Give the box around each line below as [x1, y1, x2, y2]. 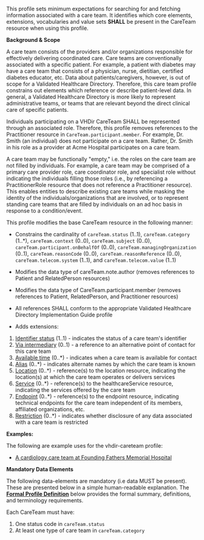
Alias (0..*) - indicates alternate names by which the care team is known [15, 361, 196, 367]
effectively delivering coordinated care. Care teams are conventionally [6, 55, 182, 61]
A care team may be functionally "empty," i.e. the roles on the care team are [6, 156, 196, 163]
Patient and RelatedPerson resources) [15, 275, 110, 282]
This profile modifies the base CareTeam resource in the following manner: [6, 219, 193, 226]
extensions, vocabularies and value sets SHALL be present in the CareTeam [6, 18, 196, 25]
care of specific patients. [6, 106, 69, 113]
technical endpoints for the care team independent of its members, [15, 399, 183, 406]
